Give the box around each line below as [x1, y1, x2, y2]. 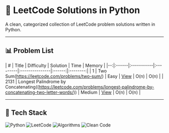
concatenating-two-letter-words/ [5, 89, 74, 95]
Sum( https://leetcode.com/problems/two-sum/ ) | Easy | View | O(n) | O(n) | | [5, 73, 163, 79]
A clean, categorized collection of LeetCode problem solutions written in [5, 21, 155, 27]
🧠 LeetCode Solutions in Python [5, 5, 140, 16]
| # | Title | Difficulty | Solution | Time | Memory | [5, 62, 106, 69]
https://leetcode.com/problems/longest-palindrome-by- [38, 84, 154, 90]
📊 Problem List [5, 46, 54, 55]
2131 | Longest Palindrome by [5, 78, 66, 85]
